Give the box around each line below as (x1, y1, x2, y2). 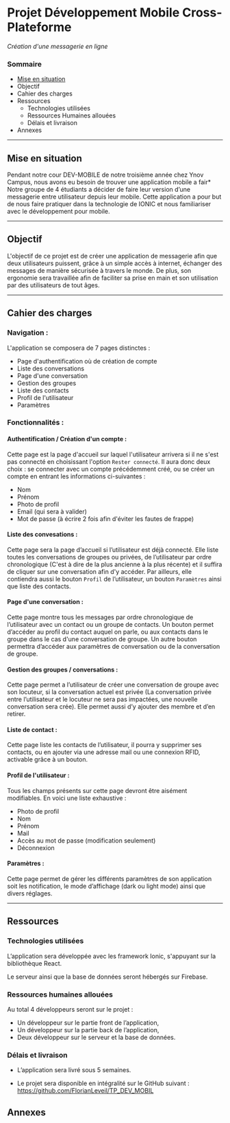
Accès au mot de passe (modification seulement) (16, 836, 156, 845)
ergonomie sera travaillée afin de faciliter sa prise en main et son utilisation (7, 274, 218, 282)
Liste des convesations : (7, 531, 78, 539)
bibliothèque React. (7, 959, 62, 967)
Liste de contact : (7, 725, 57, 733)
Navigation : (7, 328, 49, 337)
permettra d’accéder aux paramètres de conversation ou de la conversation (7, 643, 220, 651)
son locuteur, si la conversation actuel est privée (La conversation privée (7, 688, 212, 696)
